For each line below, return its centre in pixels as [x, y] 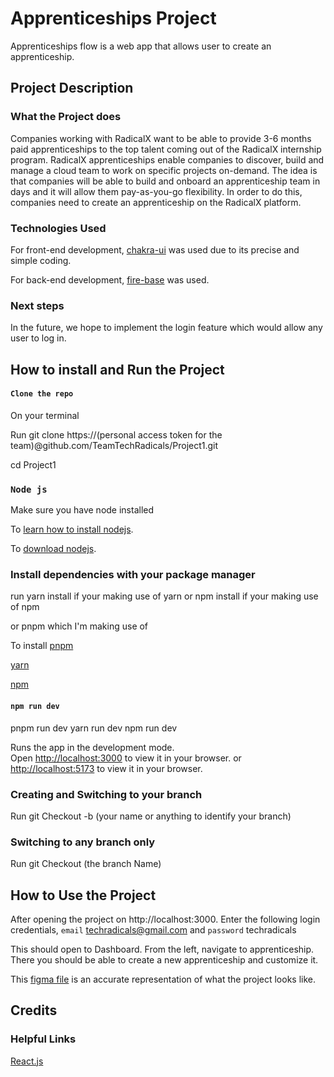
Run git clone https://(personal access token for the [116, 434]
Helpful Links [43, 1039]
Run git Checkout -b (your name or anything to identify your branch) [151, 816]
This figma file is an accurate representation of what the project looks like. [163, 979]
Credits [34, 1010]
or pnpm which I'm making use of [79, 626]
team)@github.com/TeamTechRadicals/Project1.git [114, 445]
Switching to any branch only [83, 842]
